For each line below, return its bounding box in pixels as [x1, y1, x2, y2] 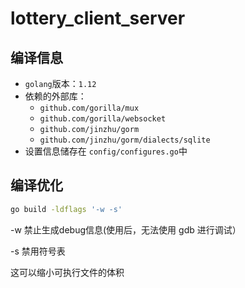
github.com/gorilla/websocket [39, 114, 167, 124]
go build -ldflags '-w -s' [10, 204, 123, 214]
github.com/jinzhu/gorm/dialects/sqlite [39, 135, 211, 145]
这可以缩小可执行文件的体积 [10, 266, 125, 278]
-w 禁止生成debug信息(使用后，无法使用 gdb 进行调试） [10, 223, 242, 236]
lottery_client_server [10, 7, 186, 30]
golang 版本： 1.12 [24, 78, 97, 89]
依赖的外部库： [24, 90, 87, 102]
